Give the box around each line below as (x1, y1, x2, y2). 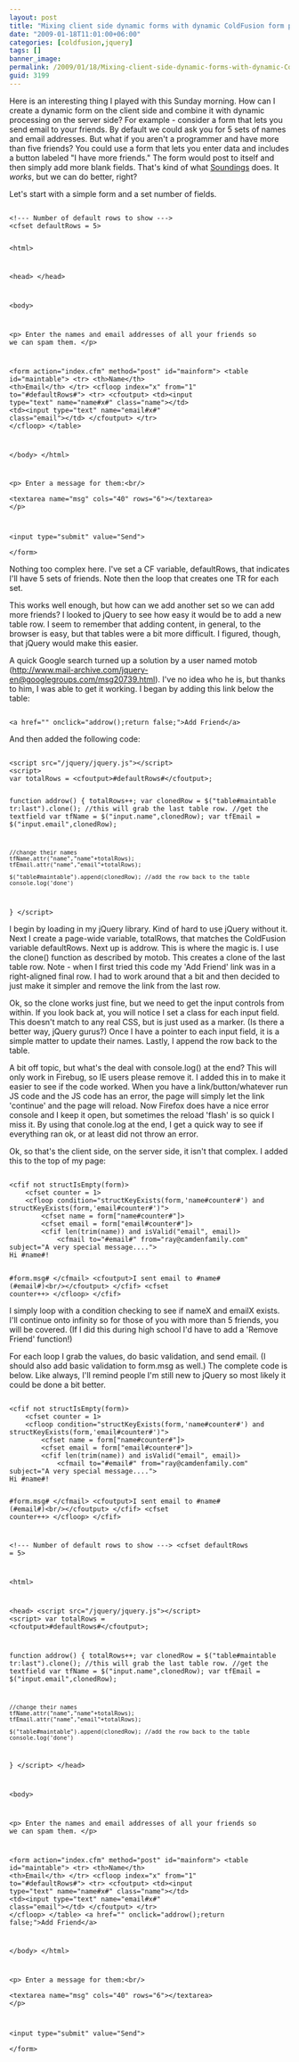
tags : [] (9, 46, 42, 55)
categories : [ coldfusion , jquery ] (9, 37, 133, 47)
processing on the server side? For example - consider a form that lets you (9, 114, 283, 125)
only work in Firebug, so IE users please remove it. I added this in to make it (9, 1072, 287, 1082)
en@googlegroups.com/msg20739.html (9, 674, 156, 685)
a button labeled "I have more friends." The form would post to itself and (9, 152, 274, 163)
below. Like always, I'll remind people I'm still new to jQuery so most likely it (9, 1369, 287, 1380)
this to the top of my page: (9, 1155, 107, 1166)
